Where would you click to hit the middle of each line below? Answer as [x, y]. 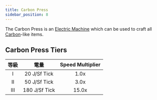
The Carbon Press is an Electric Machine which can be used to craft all [78, 29]
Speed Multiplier [80, 65]
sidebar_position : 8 [27, 15]
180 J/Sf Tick [39, 90]
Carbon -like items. [24, 34]
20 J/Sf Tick [39, 74]
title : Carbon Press [27, 10]
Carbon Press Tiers [36, 50]
